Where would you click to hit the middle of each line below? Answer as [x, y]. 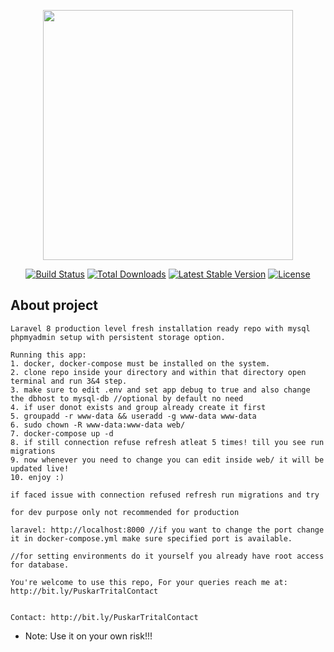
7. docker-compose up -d [62, 433]
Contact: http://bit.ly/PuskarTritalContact [104, 617]
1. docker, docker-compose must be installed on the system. [140, 363]
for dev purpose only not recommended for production [125, 512]
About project [54, 305]
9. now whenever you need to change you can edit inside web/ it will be [167, 460]
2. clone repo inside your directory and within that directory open [158, 372]
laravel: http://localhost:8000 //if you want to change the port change [167, 530]
